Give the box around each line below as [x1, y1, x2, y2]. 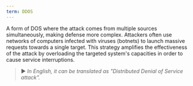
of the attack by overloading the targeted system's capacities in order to [6, 49, 183, 57]
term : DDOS [6, 8, 33, 15]
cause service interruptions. [6, 56, 75, 63]
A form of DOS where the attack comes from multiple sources [6, 25, 157, 32]
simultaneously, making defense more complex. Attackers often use [6, 31, 172, 38]
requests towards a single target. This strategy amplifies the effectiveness [6, 44, 188, 51]
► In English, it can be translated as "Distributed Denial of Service [20, 67, 183, 74]
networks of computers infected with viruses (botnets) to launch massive [6, 37, 185, 44]
